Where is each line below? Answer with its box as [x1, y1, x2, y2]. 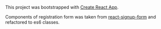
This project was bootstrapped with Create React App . [5, 4, 119, 10]
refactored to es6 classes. [5, 19, 60, 25]
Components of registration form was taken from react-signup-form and [5, 14, 156, 19]
